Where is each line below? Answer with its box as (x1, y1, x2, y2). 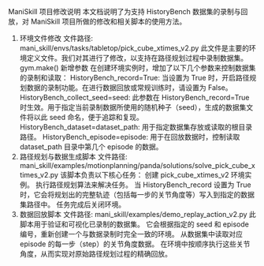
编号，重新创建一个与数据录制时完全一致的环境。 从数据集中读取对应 (19, 230, 243, 238)
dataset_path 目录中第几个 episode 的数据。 (19, 142, 163, 152)
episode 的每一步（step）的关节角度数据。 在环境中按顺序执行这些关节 (19, 239, 251, 249)
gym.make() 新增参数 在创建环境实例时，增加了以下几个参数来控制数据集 (19, 63, 256, 73)
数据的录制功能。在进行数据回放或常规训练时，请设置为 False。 (26, 83, 232, 92)
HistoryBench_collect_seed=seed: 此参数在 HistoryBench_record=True (19, 93, 250, 102)
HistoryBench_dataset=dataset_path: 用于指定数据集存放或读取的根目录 (19, 122, 253, 132)
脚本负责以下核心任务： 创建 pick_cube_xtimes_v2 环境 (66, 170, 246, 179)
